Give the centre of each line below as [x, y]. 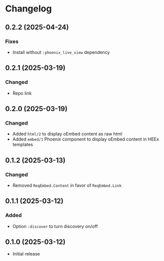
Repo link [22, 93]
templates [23, 144]
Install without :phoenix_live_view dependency [61, 52]
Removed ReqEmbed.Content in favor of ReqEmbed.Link [67, 185]
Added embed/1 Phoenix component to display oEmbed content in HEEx [85, 139]
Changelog [28, 9]
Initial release [26, 254]
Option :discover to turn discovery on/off [55, 226]
